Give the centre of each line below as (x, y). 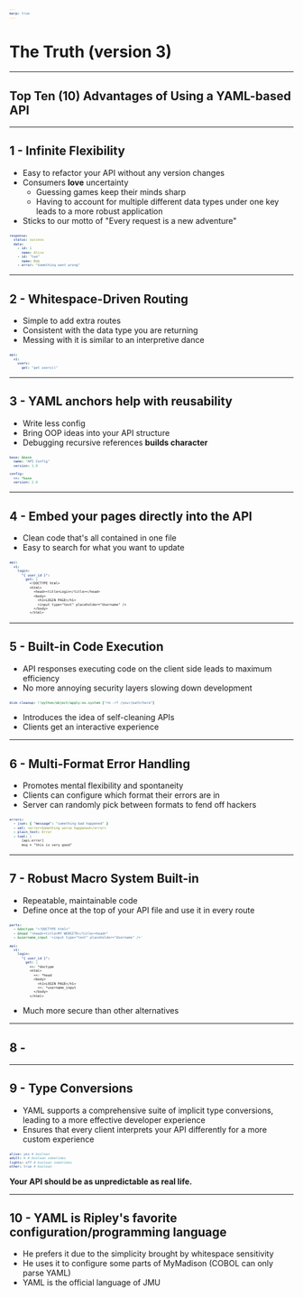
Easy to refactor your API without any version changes (124, 172)
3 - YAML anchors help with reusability (121, 401)
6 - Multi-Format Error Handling (100, 764)
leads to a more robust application (100, 211)
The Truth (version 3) (91, 51)
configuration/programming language (118, 1232)
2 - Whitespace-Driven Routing (99, 299)
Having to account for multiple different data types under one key (157, 201)
